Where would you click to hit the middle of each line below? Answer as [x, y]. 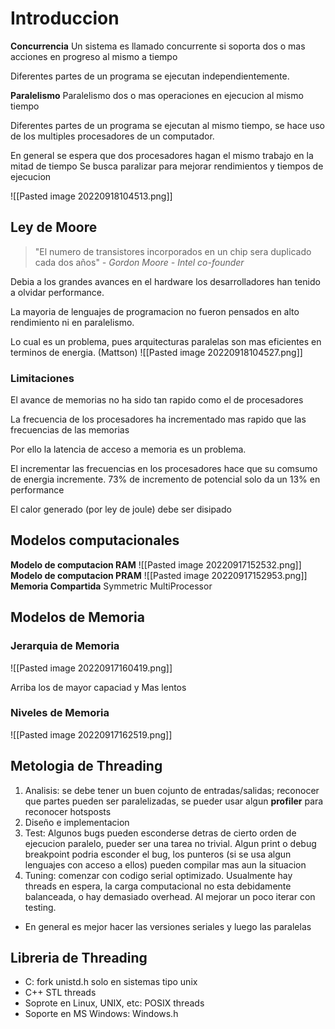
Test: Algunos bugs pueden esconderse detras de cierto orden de [160, 833]
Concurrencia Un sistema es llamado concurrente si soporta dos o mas [158, 46]
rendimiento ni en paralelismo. [72, 322]
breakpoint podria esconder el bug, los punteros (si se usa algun [158, 854]
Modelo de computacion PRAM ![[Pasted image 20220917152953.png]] [159, 575]
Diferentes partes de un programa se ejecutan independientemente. [150, 76]
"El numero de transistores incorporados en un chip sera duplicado [173, 251]
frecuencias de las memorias [70, 430]
